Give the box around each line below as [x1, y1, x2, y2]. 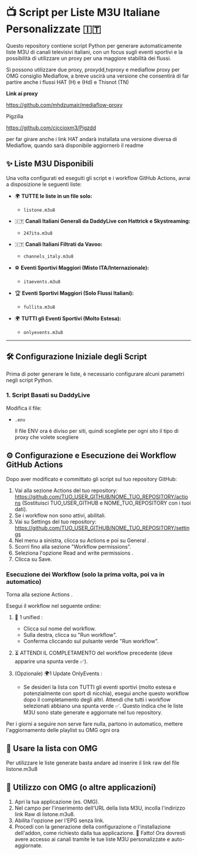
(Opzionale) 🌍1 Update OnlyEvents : [14, 670, 103, 677]
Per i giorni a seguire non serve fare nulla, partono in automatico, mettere [6, 720, 183, 727]
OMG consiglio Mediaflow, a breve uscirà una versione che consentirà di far [6, 72, 189, 79]
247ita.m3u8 [23, 230, 53, 236]
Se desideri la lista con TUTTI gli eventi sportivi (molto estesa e [23, 683, 176, 690]
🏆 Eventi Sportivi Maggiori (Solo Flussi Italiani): [14, 289, 134, 296]
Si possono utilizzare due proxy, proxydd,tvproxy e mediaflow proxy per [6, 66, 180, 73]
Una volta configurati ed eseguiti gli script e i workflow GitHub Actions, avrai [6, 174, 191, 181]
